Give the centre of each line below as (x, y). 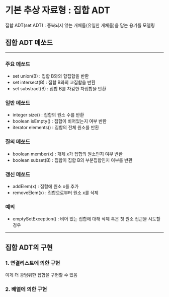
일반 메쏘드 (18, 103)
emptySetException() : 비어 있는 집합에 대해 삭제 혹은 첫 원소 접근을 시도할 (87, 219)
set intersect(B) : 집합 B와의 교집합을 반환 (54, 82)
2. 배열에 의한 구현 (26, 289)
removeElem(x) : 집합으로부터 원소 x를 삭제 (56, 193)
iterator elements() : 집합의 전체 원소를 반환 (56, 128)
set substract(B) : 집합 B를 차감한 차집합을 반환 (59, 89)
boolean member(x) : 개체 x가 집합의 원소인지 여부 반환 (68, 154)
